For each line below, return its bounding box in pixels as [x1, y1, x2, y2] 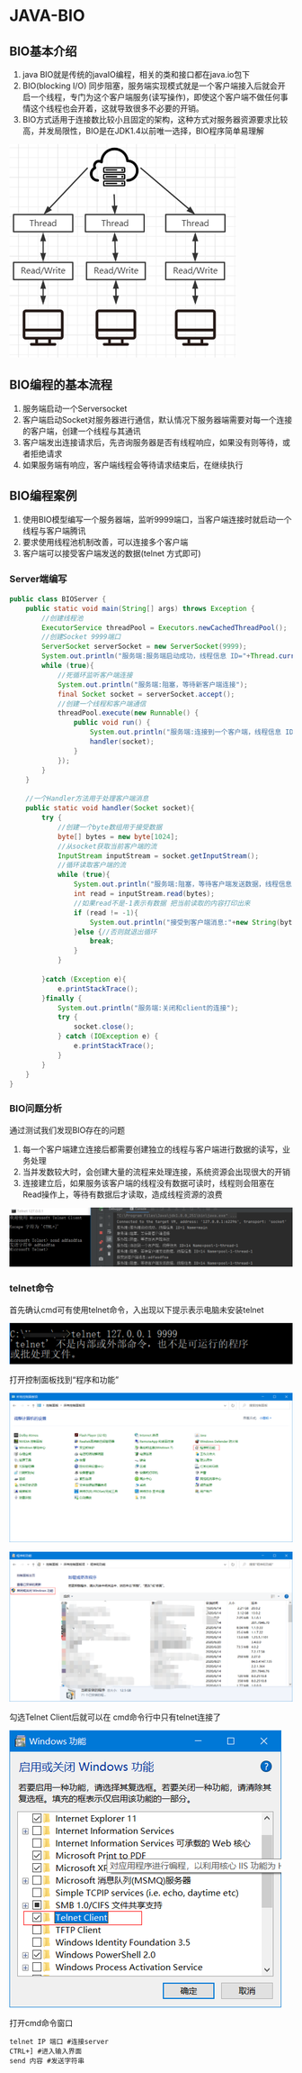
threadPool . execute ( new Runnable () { [57, 708, 200, 717]
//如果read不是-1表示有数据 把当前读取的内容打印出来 [73, 899, 251, 908]
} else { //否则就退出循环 [73, 927, 157, 936]
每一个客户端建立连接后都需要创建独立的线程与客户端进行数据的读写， [22, 1144, 283, 1155]
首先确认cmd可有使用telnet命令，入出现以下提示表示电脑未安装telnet [9, 1304, 264, 1315]
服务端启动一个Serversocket [22, 403, 128, 414]
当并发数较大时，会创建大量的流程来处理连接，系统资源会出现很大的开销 [22, 1166, 290, 1177]
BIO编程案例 [9, 489, 77, 504]
